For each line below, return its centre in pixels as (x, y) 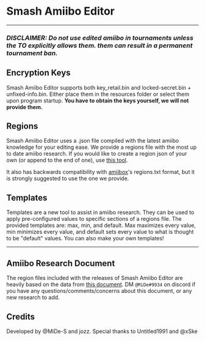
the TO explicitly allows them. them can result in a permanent (99, 45)
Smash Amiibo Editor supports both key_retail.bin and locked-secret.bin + (99, 87)
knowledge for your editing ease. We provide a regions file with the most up (102, 147)
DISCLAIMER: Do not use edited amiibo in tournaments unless (100, 38)
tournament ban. (32, 53)
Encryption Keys (39, 73)
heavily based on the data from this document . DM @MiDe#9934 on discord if (101, 284)
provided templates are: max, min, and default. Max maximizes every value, (101, 225)
